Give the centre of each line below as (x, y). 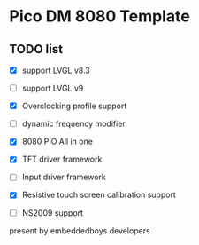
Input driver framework (64, 177)
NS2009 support (53, 213)
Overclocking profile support (74, 106)
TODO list (36, 49)
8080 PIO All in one (57, 142)
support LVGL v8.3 (56, 70)
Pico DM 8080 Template (99, 16)
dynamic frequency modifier (73, 124)
